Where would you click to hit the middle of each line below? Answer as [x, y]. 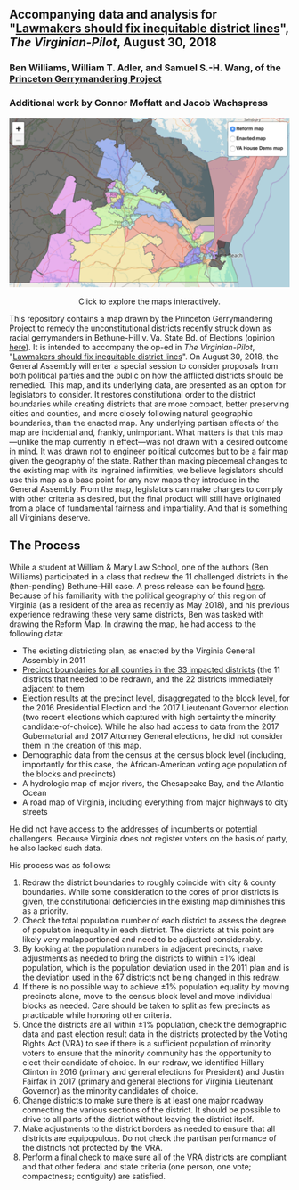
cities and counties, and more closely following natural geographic [131, 413]
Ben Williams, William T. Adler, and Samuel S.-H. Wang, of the [145, 68]
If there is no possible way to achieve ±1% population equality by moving [156, 986]
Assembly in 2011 [54, 660]
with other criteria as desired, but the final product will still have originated [145, 498]
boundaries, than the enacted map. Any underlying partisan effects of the [144, 423]
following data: [36, 633]
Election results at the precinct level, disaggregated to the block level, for [156, 698]
